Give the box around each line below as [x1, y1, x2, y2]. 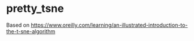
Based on [6, 21, 30, 29]
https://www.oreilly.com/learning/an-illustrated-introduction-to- [31, 21, 188, 29]
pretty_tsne [6, 2, 64, 15]
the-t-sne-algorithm [6, 27, 56, 34]
